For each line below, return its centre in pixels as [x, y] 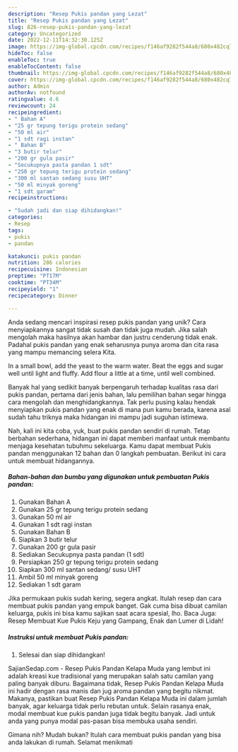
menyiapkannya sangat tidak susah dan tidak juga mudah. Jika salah [108, 329]
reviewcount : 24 [32, 106]
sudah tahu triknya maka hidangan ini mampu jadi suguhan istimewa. [108, 417]
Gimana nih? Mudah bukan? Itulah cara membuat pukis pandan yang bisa [115, 735]
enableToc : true [32, 60]
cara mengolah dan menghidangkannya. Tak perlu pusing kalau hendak [112, 402]
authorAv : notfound [37, 93]
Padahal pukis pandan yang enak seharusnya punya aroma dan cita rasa [113, 344]
